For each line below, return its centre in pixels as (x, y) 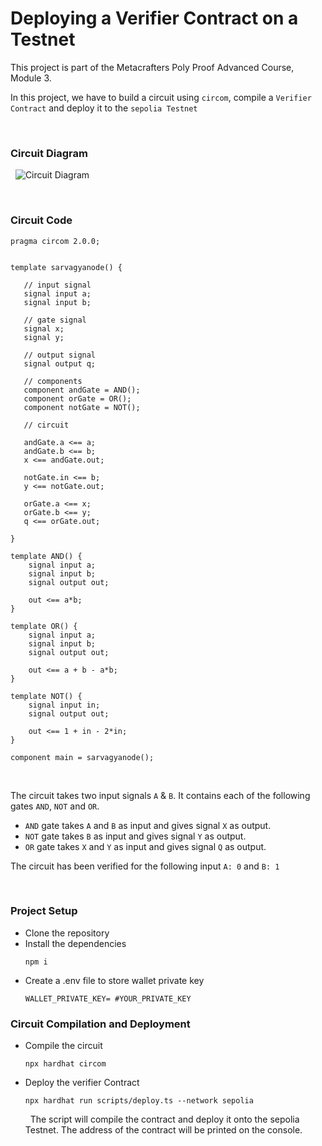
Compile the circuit (63, 1046)
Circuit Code (41, 220)
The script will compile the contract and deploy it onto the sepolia (164, 1119)
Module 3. (31, 78)
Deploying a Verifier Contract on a (154, 18)
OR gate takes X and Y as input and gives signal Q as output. (145, 846)
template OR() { (44, 626)
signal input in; (64, 705)
